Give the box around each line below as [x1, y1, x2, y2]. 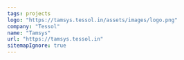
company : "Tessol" [7, 23, 60, 30]
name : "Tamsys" [7, 29, 51, 37]
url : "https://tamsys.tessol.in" [7, 36, 104, 43]
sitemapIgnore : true [7, 42, 67, 49]
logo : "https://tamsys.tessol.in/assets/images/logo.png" [7, 17, 178, 23]
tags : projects [7, 10, 51, 17]
